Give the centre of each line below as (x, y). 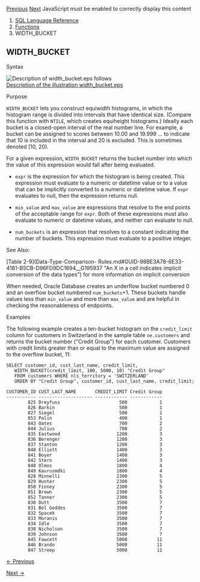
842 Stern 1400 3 (95, 460)
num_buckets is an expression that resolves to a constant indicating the (102, 232)
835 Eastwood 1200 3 (95, 434)
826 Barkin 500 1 (95, 407)
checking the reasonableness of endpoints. (60, 305)
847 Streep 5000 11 (95, 550)
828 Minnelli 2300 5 (95, 476)
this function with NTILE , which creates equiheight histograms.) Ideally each (100, 121)
